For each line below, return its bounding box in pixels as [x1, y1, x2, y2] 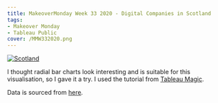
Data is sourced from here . [7, 89, 83, 97]
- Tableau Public [7, 29, 57, 36]
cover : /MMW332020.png [7, 36, 72, 43]
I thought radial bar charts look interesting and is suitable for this [7, 68, 191, 76]
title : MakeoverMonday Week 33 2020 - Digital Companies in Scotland [7, 10, 212, 17]
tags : [7, 16, 23, 23]
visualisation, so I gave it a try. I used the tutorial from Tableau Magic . [7, 75, 205, 83]
